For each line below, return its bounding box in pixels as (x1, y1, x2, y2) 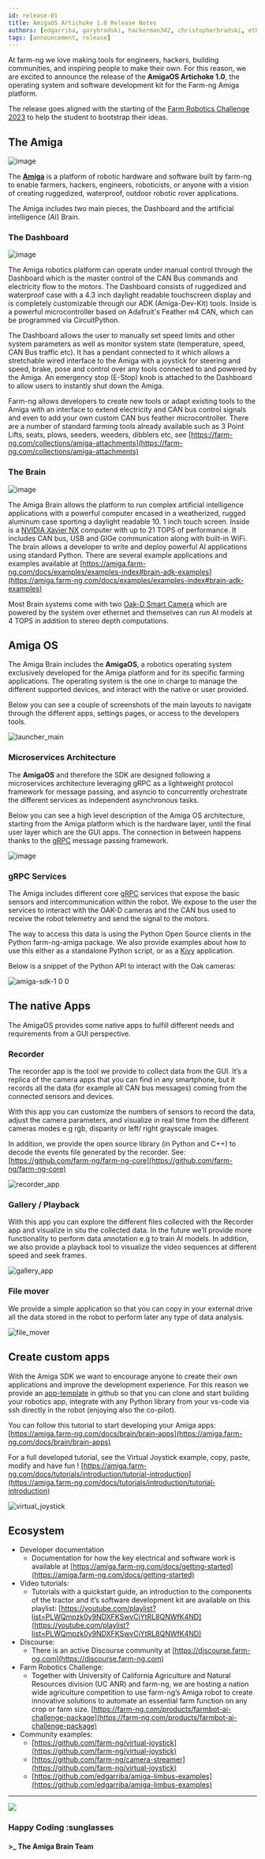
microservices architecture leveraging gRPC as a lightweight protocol (8, 778, 233, 788)
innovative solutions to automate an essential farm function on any (31, 1696, 248, 1706)
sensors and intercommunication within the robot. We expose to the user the (8, 898, 257, 907)
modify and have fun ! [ (8, 1461, 84, 1470)
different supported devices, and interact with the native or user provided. (8, 685, 248, 694)
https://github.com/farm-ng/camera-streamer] (34, 1755, 185, 1764)
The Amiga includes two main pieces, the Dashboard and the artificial (8, 204, 234, 213)
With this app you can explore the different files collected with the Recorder (8, 1217, 254, 1227)
